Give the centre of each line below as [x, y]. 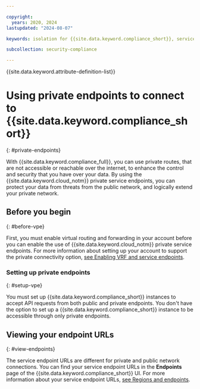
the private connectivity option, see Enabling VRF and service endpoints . [95, 257]
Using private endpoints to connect [95, 96]
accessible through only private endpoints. [59, 316]
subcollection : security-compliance [51, 49]
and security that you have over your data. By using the [74, 175]
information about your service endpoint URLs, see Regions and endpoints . [98, 379]
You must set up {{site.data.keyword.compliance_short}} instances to [91, 297]
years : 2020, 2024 [35, 22]
